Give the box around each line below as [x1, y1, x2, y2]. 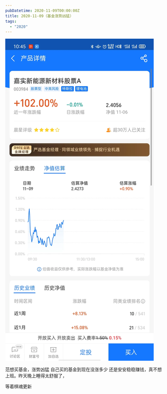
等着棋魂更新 [5, 383, 32, 389]
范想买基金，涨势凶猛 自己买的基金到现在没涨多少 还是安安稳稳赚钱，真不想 [5, 366, 162, 372]
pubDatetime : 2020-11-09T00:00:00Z [5, 8, 80, 13]
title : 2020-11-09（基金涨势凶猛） [5, 13, 74, 19]
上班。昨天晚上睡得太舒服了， [5, 373, 67, 379]
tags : [5, 19, 17, 24]
